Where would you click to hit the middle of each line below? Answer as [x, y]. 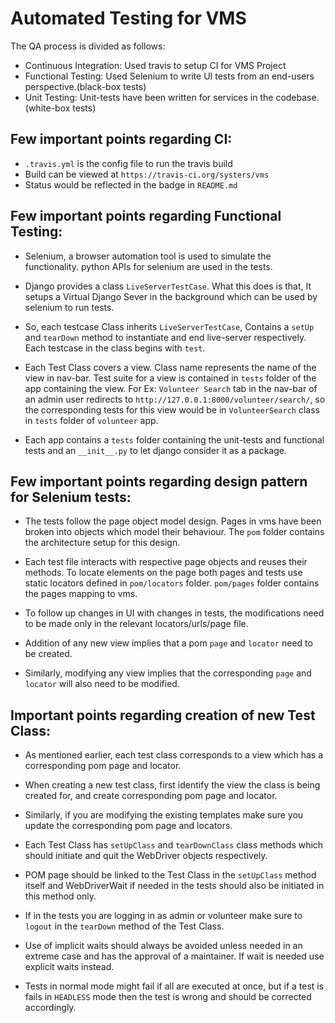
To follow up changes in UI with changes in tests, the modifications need [174, 613]
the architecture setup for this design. [102, 543]
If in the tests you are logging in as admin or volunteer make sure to [163, 916]
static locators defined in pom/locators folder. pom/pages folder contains [172, 583]
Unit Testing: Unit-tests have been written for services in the [149, 97]
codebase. [297, 97]
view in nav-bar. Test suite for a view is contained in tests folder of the [170, 378]
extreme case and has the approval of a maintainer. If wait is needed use [174, 956]
